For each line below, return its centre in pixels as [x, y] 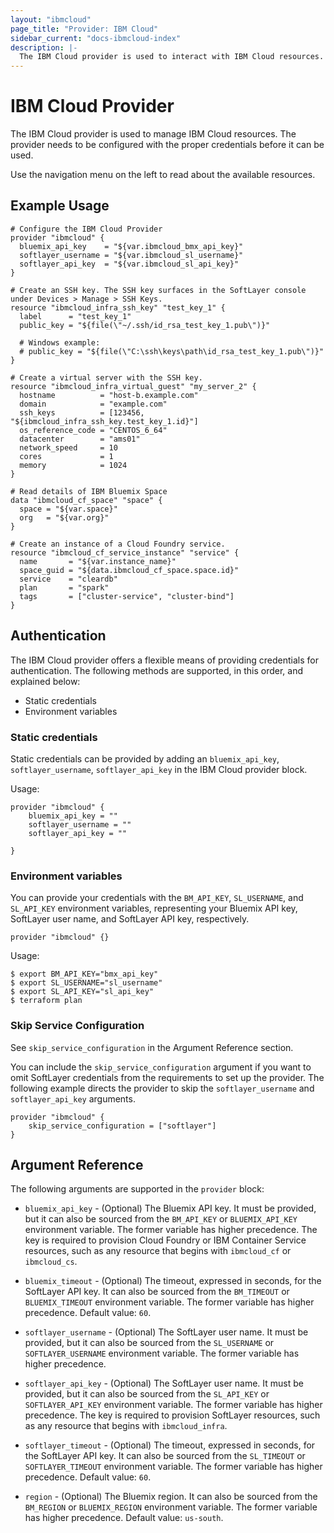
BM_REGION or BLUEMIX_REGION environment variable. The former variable [171, 1507]
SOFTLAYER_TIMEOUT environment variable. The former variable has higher [173, 1467]
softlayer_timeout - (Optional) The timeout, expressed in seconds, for [170, 1445]
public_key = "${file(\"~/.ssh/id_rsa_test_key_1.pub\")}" [145, 325]
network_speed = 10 [68, 447]
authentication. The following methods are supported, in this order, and [156, 670]
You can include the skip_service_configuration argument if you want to [161, 1067]
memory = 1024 [73, 465]
